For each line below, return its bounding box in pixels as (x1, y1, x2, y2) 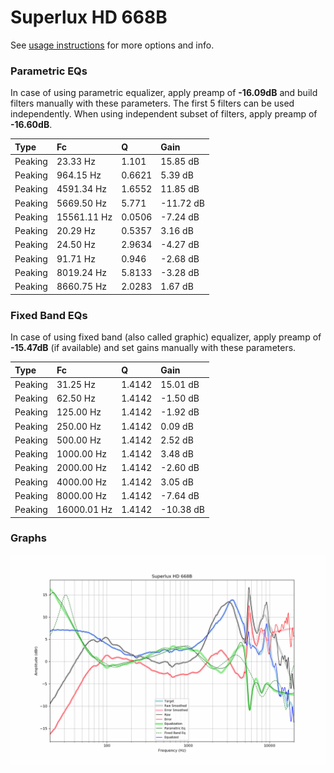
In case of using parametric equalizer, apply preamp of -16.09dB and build (10, 87, 318, 99)
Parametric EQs (10, 64, 88, 78)
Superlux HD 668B (10, 6, 168, 29)
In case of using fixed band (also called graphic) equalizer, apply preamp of (10, 331, 322, 343)
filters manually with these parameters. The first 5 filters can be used (10, 97, 295, 110)
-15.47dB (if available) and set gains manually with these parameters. (10, 342, 297, 354)
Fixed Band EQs (10, 308, 88, 322)
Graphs (10, 531, 47, 545)
